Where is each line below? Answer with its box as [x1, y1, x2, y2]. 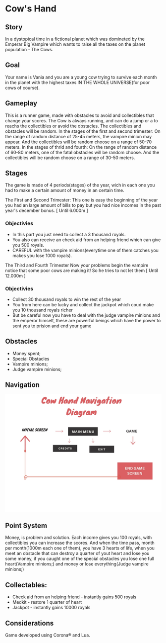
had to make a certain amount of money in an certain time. [5, 187, 125, 193]
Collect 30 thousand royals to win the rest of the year [12, 296, 121, 302]
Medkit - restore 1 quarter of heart [12, 599, 82, 605]
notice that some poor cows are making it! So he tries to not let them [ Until [5, 267, 159, 274]
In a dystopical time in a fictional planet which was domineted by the [5, 36, 145, 42]
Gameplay [5, 99, 38, 107]
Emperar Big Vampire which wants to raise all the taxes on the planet [5, 41, 145, 47]
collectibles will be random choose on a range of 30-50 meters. [5, 155, 135, 161]
